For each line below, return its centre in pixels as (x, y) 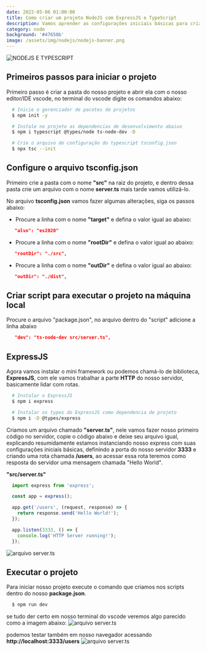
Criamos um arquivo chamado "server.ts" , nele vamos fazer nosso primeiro (103, 430)
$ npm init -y (30, 115)
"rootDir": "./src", (41, 254)
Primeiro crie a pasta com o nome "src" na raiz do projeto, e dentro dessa (100, 183)
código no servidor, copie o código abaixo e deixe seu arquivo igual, (93, 436)
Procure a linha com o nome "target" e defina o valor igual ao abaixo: (103, 219)
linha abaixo (21, 326)
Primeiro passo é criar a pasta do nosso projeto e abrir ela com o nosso (97, 92)
